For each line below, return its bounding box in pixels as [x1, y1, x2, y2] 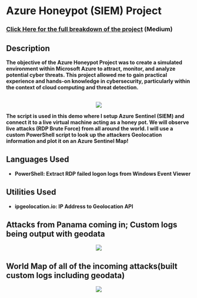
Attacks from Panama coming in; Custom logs [6, 219, 178, 230]
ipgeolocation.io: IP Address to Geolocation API [14, 203, 133, 210]
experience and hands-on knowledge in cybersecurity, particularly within [6, 78, 191, 85]
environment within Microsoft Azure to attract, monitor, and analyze [6, 65, 176, 72]
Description [6, 43, 50, 53]
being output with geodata [6, 229, 105, 239]
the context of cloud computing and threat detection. [6, 83, 139, 91]
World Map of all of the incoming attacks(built [6, 261, 178, 271]
